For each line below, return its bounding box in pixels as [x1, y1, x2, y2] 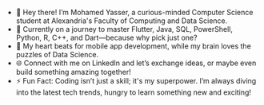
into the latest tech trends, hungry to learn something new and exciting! [15, 87, 252, 97]
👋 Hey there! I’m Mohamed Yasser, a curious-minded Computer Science [15, 8, 254, 17]
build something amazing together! [15, 68, 131, 76]
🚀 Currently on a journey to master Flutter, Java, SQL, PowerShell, [15, 25, 234, 33]
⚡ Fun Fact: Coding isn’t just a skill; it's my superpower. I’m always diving [15, 76, 257, 85]
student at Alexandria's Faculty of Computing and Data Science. [15, 16, 228, 25]
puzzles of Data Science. [15, 50, 98, 59]
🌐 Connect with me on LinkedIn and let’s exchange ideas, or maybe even [15, 58, 257, 68]
